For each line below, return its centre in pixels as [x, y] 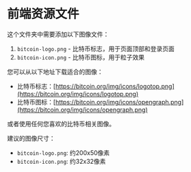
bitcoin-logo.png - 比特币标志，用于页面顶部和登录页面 [95, 48]
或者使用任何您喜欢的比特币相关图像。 [61, 124]
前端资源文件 [43, 14]
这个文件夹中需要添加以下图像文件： [58, 34]
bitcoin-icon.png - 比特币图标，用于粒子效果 [81, 57]
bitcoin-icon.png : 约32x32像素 [61, 161]
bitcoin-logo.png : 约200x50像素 [63, 153]
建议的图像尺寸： [31, 138]
